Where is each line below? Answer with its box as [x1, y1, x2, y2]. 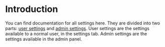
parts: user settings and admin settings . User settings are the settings [5, 25, 150, 31]
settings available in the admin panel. [5, 36, 82, 42]
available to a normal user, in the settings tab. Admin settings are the [5, 30, 147, 36]
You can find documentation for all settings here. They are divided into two [5, 20, 160, 26]
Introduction [5, 3, 58, 15]
